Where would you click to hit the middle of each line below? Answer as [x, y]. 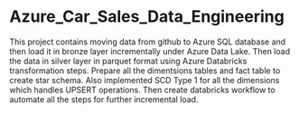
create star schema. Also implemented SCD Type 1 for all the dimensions [145, 80]
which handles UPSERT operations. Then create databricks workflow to [142, 90]
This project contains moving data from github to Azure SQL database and [148, 42]
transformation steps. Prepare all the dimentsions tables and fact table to [145, 71]
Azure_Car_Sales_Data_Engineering [147, 17]
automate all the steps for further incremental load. [104, 99]
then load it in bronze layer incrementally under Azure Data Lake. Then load [150, 51]
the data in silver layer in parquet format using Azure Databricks [128, 61]
